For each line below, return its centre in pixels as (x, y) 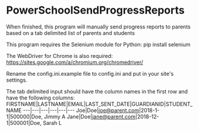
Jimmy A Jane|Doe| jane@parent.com (90, 117)
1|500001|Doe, (24, 123)
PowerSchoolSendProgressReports (96, 10)
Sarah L (52, 123)
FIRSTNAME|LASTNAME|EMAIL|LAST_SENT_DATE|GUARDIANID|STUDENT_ (99, 104)
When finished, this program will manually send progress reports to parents (99, 27)
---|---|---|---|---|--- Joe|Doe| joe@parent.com (81, 110)
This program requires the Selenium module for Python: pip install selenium (98, 44)
